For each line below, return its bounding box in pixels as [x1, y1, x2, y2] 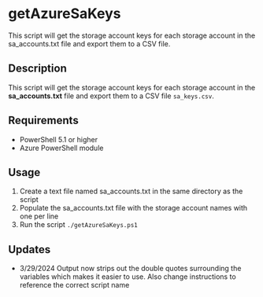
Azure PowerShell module [19, 143, 104, 152]
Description [8, 62, 67, 75]
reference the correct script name [19, 280, 130, 290]
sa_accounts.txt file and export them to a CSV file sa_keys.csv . [8, 91, 214, 101]
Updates [8, 243, 51, 256]
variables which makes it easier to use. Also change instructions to [19, 272, 236, 281]
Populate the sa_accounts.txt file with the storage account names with [19, 203, 248, 213]
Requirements [8, 114, 79, 127]
